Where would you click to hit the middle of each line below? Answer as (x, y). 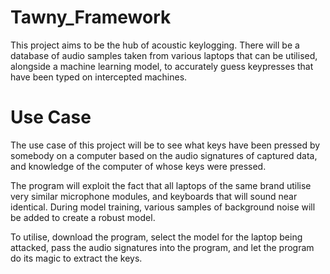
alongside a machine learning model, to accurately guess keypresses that (162, 66)
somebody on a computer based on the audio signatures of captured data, (164, 155)
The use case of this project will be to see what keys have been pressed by (165, 145)
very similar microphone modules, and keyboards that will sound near (154, 196)
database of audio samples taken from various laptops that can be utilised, (164, 55)
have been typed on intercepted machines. (99, 77)
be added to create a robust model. (83, 217)
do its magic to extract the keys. (76, 258)
